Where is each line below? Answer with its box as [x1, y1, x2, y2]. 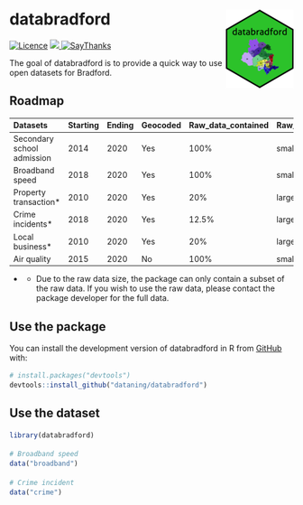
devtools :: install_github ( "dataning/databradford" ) [9, 380, 207, 389]
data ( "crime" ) [9, 488, 63, 497]
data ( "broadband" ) [9, 459, 78, 469]
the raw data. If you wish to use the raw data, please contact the [35, 283, 275, 294]
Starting [67, 120, 99, 131]
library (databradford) [9, 430, 95, 440]
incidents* [13, 219, 52, 229]
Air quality [13, 253, 51, 264]
